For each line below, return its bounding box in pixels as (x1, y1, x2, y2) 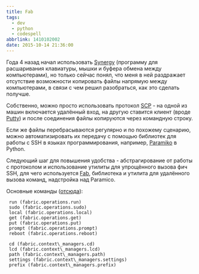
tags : (6, 14, 20, 20)
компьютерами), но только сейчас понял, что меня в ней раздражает (6, 71, 186, 78)
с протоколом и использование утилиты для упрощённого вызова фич (6, 163, 188, 171)
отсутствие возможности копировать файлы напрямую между (6, 77, 168, 84)
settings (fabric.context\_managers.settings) (8, 257, 128, 263)
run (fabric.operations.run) (8, 199, 82, 205)
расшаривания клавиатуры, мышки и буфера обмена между (6, 65, 162, 72)
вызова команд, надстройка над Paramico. (6, 176, 116, 183)
